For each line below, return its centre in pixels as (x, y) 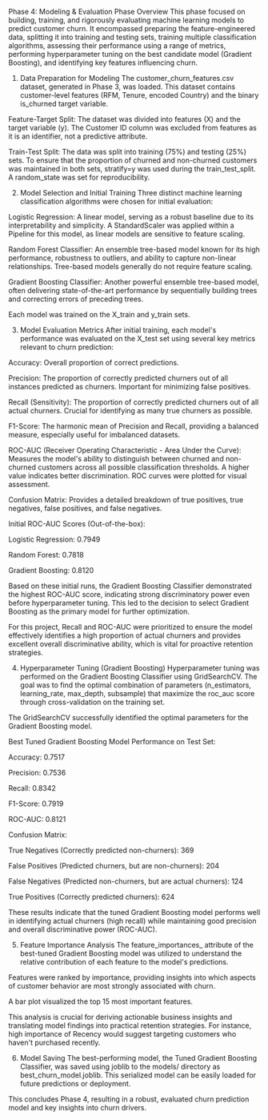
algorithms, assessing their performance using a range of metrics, (117, 46)
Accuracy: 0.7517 (37, 757)
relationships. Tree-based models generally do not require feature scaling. (131, 266)
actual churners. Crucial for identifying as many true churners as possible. (131, 411)
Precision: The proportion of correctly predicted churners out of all (118, 378)
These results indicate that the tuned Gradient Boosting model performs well (134, 912)
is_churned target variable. (64, 104)
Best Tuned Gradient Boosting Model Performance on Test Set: (112, 741)
